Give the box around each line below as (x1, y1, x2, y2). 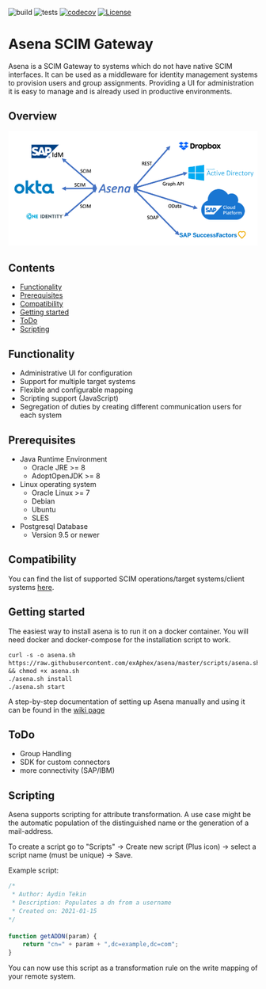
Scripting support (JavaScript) (19, 394, 119, 403)
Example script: (8, 865, 59, 875)
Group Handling (19, 749, 72, 759)
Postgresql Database (19, 522, 89, 531)
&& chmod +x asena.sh (8, 667, 80, 675)
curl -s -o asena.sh (8, 651, 77, 659)
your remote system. (8, 972, 76, 981)
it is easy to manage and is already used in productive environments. (8, 86, 233, 96)
